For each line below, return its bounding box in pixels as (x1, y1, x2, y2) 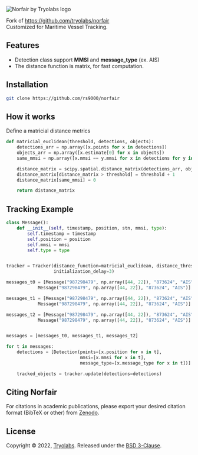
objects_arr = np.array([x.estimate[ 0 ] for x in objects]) (16, 150, 165, 156)
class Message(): (6, 220, 49, 226)
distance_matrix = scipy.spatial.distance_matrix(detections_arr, (16, 166, 183, 172)
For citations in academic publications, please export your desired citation (6, 403, 186, 410)
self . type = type (27, 247, 70, 253)
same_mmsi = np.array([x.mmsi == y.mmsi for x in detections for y (16, 155, 186, 161)
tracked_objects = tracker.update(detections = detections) (16, 370, 162, 377)
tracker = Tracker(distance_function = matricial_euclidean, (6, 263, 154, 269)
